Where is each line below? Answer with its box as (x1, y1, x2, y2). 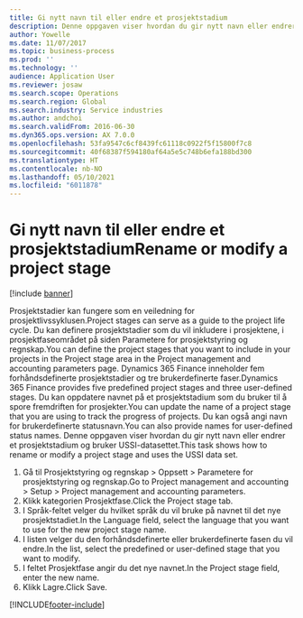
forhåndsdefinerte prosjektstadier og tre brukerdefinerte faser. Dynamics (9, 373, 279, 383)
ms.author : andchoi (9, 114, 83, 123)
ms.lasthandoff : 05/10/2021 (9, 172, 115, 181)
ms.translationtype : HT (9, 155, 99, 165)
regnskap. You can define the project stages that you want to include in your (9, 344, 291, 355)
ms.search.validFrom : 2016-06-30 (9, 123, 135, 132)
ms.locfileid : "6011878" (9, 181, 103, 190)
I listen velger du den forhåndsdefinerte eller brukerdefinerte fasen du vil (22, 534, 293, 545)
